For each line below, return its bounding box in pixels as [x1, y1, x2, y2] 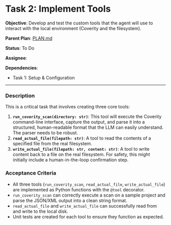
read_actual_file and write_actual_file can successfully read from [12, 203, 157, 209]
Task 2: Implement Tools [5, 3, 111, 15]
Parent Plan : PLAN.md [5, 35, 52, 41]
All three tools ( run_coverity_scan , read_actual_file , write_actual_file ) [12, 181, 165, 187]
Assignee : [5, 54, 27, 61]
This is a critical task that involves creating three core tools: [5, 104, 130, 110]
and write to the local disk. [12, 208, 69, 214]
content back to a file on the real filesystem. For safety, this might [12, 151, 150, 158]
